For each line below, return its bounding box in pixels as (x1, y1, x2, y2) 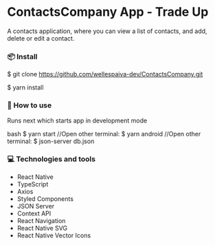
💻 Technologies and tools (7, 154, 96, 164)
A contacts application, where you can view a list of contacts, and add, (7, 27, 207, 35)
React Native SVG (16, 224, 67, 232)
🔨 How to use (7, 100, 52, 110)
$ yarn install (7, 83, 44, 92)
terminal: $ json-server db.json (7, 137, 95, 145)
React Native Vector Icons (16, 231, 91, 239)
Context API (16, 209, 52, 217)
